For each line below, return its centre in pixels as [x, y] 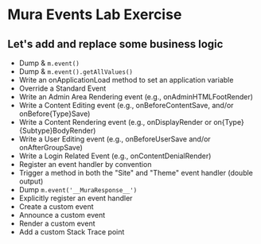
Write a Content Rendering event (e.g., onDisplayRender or [115, 122]
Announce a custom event [62, 215]
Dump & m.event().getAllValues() [76, 72]
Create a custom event [56, 207]
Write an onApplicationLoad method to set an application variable [126, 80]
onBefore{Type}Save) [55, 114]
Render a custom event [57, 223]
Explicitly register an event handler [76, 198]
